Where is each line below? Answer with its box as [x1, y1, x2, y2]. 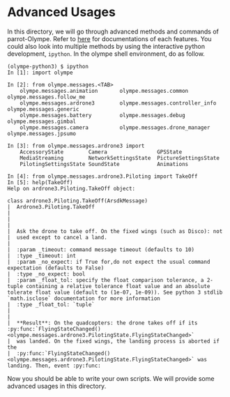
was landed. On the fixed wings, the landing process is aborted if [16, 338, 220, 345]
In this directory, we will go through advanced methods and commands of [7, 27, 220, 36]
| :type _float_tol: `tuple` [7, 301, 95, 308]
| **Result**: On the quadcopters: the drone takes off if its [7, 319, 198, 327]
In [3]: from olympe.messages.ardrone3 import [7, 142, 145, 149]
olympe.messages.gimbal [7, 118, 77, 125]
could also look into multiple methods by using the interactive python [7, 42, 206, 50]
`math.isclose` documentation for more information [7, 294, 160, 302]
